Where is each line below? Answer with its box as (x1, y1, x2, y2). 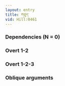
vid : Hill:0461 (5, 17, 37, 22)
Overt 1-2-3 (5, 61, 34, 68)
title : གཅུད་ (5, 12, 29, 17)
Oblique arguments (5, 74, 54, 81)
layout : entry (5, 7, 35, 13)
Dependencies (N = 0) (5, 33, 60, 40)
